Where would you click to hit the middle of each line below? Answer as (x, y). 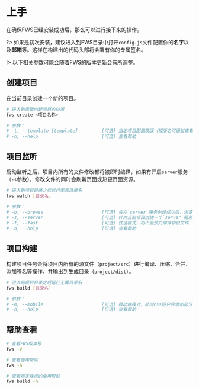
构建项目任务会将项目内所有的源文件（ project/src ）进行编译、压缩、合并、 (99, 263)
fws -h (14, 365)
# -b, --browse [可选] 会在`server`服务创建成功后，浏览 (99, 212)
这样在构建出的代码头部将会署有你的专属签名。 (89, 49)
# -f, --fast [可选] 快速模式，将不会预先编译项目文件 (98, 223)
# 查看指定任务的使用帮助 (33, 376)
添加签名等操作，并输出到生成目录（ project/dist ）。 (70, 271)
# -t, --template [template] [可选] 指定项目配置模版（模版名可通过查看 (100, 131)
